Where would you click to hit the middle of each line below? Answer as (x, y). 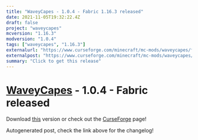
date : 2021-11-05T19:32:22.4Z (43, 17)
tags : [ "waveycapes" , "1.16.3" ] (46, 45)
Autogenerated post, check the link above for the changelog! (80, 131)
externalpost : (24, 56)
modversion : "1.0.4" (32, 39)
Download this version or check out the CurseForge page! (76, 119)
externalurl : (22, 50)
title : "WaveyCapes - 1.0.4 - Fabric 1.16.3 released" (75, 12)
